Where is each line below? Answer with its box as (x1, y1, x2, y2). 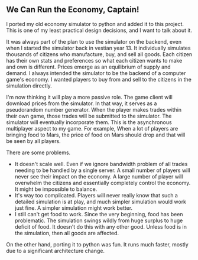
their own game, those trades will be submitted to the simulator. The (6, 112, 172, 119)
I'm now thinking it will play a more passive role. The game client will (6, 93, 173, 100)
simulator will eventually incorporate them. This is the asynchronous (6, 118, 173, 126)
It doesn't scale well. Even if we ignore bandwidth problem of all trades (14, 160, 188, 167)
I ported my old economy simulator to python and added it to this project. (6, 20, 184, 27)
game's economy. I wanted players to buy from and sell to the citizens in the (6, 76, 192, 83)
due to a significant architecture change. (6, 247, 105, 254)
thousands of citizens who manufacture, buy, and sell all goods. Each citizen (6, 50, 193, 58)
